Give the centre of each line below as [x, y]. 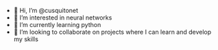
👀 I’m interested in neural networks [63, 18]
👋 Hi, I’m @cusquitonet [46, 10]
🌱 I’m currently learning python [57, 25]
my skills [26, 39]
